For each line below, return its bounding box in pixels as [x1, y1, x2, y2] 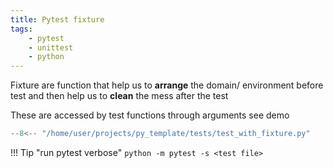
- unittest [28, 42, 74, 53]
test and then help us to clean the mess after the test [10, 90, 229, 102]
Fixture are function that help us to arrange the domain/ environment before [10, 79, 324, 91]
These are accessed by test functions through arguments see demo [10, 109, 290, 121]
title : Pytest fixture [10, 14, 105, 25]
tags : [10, 24, 33, 34]
